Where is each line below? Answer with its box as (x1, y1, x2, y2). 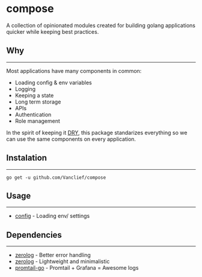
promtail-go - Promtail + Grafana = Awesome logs (14, 264, 139, 272)
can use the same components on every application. (6, 135, 136, 143)
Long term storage (14, 98, 61, 105)
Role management (14, 117, 60, 125)
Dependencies (6, 229, 62, 240)
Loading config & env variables (14, 79, 92, 86)
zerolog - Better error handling (14, 252, 91, 259)
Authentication (14, 111, 52, 118)
